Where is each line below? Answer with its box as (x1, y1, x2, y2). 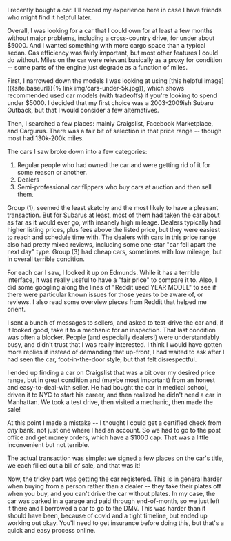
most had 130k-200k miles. (7, 134, 84, 142)
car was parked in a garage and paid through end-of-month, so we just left (7, 497, 220, 505)
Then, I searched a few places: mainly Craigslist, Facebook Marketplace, (7, 120, 214, 127)
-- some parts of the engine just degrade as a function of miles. (7, 64, 188, 71)
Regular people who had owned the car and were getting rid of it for (17, 161, 211, 169)
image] (204, 77, 224, 85)
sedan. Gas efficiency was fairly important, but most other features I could (7, 48, 219, 57)
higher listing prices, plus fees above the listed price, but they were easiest (7, 226, 221, 234)
